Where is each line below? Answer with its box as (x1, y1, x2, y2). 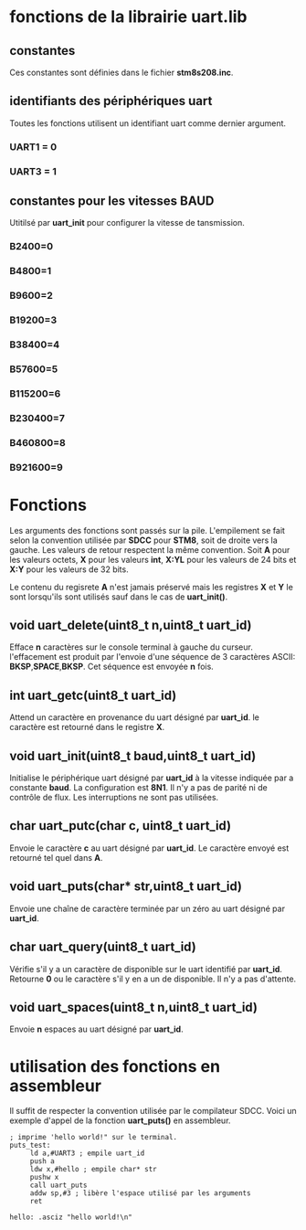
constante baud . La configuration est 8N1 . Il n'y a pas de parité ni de (9, 782, 268, 793)
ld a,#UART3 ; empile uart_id (29, 1149, 145, 1158)
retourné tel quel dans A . (9, 852, 103, 863)
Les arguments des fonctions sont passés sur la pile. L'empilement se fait (9, 525, 286, 535)
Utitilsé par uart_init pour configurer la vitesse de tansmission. (9, 217, 245, 228)
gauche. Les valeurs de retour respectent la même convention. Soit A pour (9, 544, 290, 555)
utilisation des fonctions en (9, 1055, 221, 1076)
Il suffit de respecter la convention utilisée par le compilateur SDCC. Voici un (9, 1106, 297, 1117)
